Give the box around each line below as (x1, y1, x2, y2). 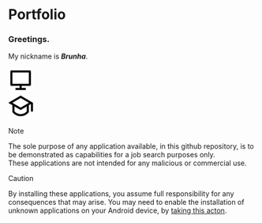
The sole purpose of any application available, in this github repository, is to (8, 142, 254, 151)
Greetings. (8, 34, 50, 45)
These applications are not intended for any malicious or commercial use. (8, 158, 247, 168)
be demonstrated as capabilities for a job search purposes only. (8, 150, 215, 160)
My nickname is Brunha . (8, 51, 88, 61)
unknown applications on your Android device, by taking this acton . (8, 206, 227, 215)
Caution (8, 174, 34, 183)
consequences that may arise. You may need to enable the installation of (8, 198, 245, 207)
